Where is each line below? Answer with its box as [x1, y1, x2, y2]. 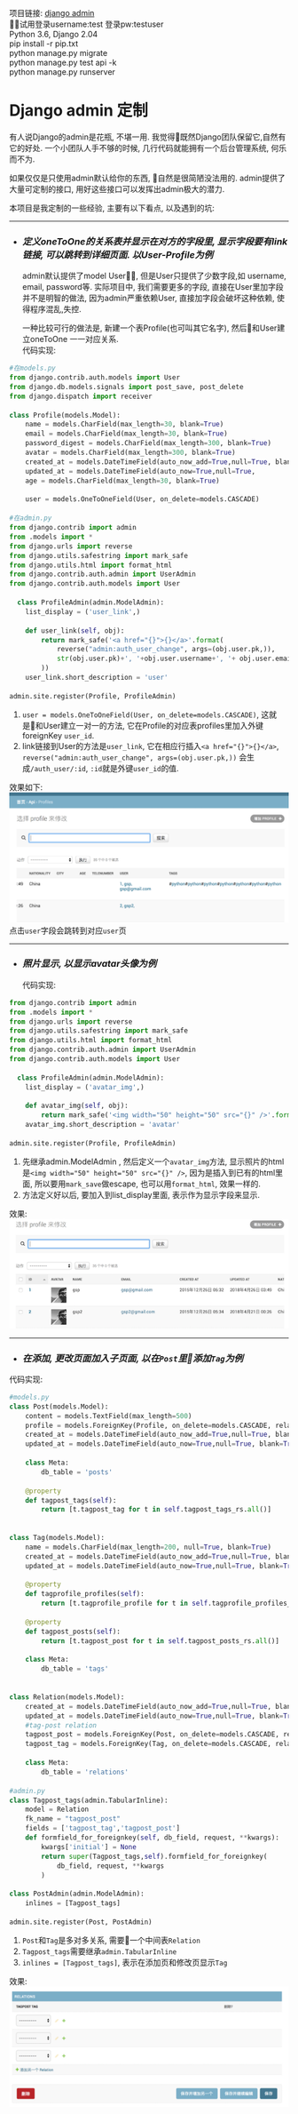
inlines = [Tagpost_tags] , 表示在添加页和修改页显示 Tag [21, 1957, 228, 1967]
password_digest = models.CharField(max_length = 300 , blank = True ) [25, 439, 272, 448]
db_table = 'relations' [41, 1767, 129, 1776]
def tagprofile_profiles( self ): [25, 1590, 145, 1599]
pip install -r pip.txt [9, 38, 79, 49]
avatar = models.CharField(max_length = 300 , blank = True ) [25, 448, 237, 458]
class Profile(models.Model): [9, 411, 122, 419]
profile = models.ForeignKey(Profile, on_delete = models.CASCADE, [25, 1421, 272, 1430]
